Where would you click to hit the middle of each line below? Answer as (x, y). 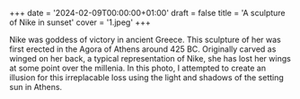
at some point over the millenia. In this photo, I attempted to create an (138, 68)
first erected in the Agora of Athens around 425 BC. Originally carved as (143, 49)
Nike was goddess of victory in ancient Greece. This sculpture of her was (145, 40)
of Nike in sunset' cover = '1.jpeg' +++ (80, 22)
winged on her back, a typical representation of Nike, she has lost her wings (150, 58)
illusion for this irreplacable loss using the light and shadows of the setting (147, 78)
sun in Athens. (36, 87)
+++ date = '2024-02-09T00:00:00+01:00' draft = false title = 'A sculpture (147, 13)
